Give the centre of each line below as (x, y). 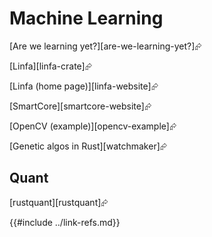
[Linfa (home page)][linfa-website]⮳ (84, 86)
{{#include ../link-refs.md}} (65, 222)
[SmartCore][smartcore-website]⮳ (80, 106)
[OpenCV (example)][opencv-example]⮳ (93, 126)
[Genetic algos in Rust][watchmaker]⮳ (88, 146)
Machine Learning (86, 18)
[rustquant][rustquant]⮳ (59, 202)
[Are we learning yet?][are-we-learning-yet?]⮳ (105, 46)
